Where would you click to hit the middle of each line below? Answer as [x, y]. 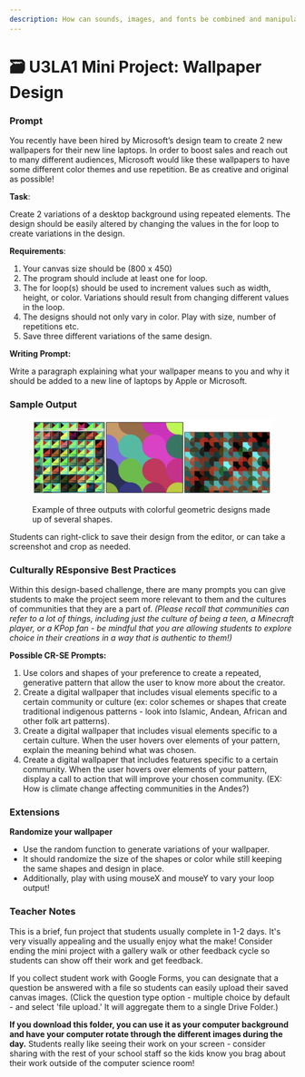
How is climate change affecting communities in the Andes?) [136, 788]
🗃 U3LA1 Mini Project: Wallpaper [136, 67]
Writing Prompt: [40, 354]
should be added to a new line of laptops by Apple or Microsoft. [128, 381]
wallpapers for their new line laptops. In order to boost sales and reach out [149, 151]
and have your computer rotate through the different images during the [146, 1033]
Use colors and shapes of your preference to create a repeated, [142, 673]
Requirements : [38, 251]
